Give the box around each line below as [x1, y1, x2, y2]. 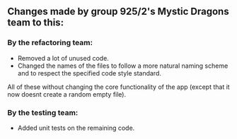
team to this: [7, 17, 64, 29]
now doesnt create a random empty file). [7, 90, 126, 98]
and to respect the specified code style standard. [17, 68, 161, 77]
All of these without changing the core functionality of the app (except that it [7, 83, 230, 91]
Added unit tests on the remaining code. [17, 123, 135, 132]
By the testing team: [7, 107, 79, 117]
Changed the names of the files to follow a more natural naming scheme [17, 61, 229, 70]
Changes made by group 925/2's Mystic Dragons [7, 6, 229, 18]
